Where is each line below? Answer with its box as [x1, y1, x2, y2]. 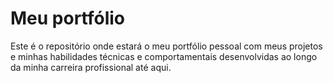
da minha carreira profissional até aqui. [10, 61, 172, 73]
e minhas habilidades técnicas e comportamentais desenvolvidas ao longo [10, 50, 318, 62]
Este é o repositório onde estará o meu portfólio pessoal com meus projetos [10, 40, 323, 52]
